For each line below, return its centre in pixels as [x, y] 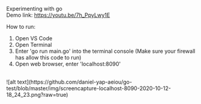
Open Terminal [34, 45]
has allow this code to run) [48, 57]
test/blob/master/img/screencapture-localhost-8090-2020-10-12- [89, 88]
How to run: [21, 27]
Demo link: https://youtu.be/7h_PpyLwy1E [58, 15]
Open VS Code [34, 38]
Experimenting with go [34, 9]
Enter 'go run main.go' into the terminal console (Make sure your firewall [105, 51]
